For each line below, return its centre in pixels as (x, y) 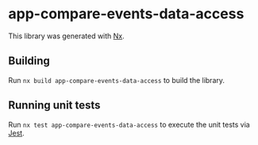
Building (29, 61)
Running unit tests (54, 106)
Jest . (17, 133)
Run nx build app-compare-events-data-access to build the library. (116, 80)
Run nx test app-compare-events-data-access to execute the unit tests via (129, 124)
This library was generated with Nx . (66, 36)
